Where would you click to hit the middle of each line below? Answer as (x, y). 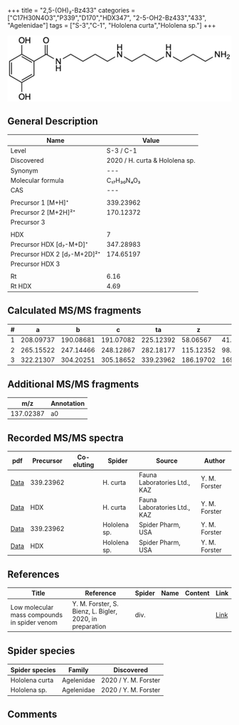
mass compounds (36, 615)
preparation (89, 626)
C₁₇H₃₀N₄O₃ (123, 180)
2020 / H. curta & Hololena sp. (151, 161)
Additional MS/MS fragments (73, 384)
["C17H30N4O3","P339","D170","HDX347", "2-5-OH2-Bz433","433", (107, 18)
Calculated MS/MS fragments (74, 311)
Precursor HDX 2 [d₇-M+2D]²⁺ (55, 254)
